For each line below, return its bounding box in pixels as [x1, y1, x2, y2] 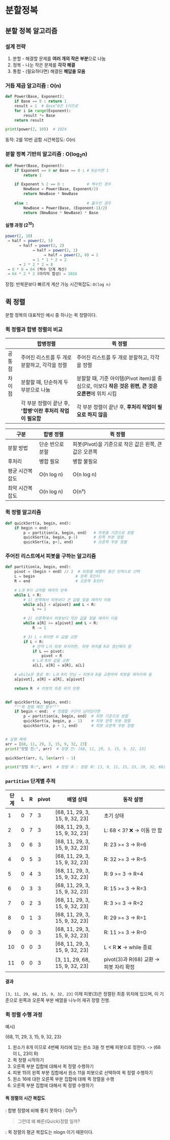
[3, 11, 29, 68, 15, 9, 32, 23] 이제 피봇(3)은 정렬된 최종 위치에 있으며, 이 [5, 991, 159, 997]
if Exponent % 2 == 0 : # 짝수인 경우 [14, 182, 111, 187]
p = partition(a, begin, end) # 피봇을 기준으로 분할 [23, 530, 134, 535]
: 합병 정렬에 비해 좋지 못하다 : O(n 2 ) [5, 1106, 77, 1114]
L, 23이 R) [18, 1051, 39, 1057]
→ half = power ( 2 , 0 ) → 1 [44, 252, 99, 257]
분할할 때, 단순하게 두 [21, 379, 69, 386]
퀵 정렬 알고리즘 [5, 509, 41, 516]
